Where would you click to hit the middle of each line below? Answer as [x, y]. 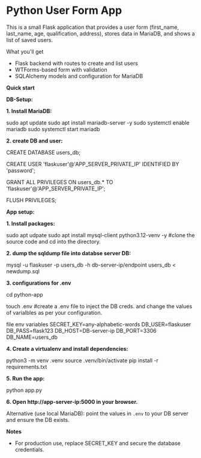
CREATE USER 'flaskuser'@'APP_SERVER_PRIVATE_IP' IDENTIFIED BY [93, 164]
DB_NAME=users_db [32, 337]
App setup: [20, 212]
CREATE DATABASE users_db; [43, 152]
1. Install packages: [31, 223]
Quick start [20, 87]
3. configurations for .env [39, 283]
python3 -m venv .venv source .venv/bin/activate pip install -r [82, 360]
